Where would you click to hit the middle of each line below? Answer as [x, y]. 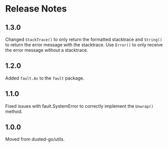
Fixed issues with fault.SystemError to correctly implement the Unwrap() [79, 106]
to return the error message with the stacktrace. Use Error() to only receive [84, 45]
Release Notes [36, 9]
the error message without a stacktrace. [47, 50]
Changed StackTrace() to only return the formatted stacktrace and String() [84, 39]
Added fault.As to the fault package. [45, 78]
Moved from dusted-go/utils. [35, 139]
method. [14, 111]
